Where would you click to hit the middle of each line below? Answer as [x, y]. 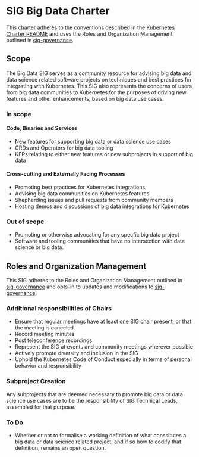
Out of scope [25, 222]
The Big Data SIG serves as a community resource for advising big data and [99, 73]
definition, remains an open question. [60, 448]
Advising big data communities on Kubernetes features [82, 194]
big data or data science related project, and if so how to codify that [98, 442]
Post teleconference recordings [53, 340]
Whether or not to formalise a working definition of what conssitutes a [100, 436]
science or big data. [39, 247]
